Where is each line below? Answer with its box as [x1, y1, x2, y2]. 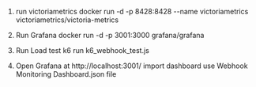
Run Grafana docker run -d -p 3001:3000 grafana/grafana [15, 31, 205, 40]
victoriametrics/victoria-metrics [15, 15, 119, 25]
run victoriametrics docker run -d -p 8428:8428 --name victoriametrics [15, 7, 249, 16]
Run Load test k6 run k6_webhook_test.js [15, 46, 150, 55]
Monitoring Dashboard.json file [15, 70, 117, 78]
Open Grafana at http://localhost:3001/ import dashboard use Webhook [15, 61, 248, 70]
